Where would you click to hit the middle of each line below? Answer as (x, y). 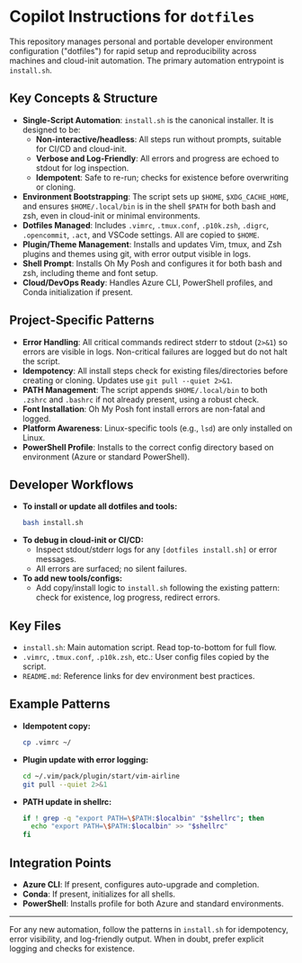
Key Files (35, 625)
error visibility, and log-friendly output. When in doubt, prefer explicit (137, 939)
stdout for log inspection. (82, 167)
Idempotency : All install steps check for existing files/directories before (155, 370)
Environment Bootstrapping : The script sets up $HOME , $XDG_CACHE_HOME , (155, 196)
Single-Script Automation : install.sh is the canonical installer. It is (148, 120)
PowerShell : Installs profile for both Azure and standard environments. (153, 903)
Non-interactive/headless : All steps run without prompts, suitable (158, 139)
